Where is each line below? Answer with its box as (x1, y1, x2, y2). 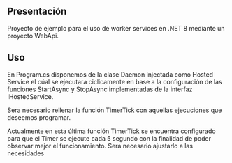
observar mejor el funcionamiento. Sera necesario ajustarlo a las (7, 141, 194, 150)
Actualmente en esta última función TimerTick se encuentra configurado (7, 127, 216, 135)
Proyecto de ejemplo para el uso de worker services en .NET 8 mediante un (7, 24, 225, 32)
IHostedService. (7, 92, 54, 100)
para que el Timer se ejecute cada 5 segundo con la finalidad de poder (7, 134, 212, 142)
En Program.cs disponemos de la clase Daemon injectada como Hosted (7, 70, 214, 79)
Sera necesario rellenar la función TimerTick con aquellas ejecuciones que (7, 106, 222, 114)
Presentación (7, 6, 67, 17)
